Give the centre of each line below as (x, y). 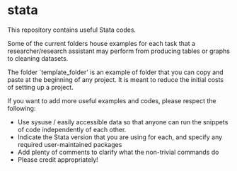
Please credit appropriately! (58, 159)
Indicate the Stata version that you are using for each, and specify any (120, 137)
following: (22, 108)
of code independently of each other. (72, 129)
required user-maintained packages (70, 144)
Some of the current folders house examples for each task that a (102, 43)
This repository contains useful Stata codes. (72, 30)
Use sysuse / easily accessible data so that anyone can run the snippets (123, 122)
